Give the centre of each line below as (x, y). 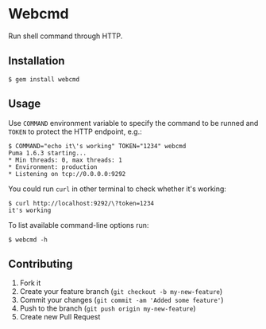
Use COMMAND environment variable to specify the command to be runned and (133, 123)
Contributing (40, 264)
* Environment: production (53, 167)
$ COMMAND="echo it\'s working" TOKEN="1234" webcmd (97, 146)
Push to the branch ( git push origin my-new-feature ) (108, 308)
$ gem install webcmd (44, 79)
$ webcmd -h (28, 240)
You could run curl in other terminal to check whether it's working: (117, 189)
